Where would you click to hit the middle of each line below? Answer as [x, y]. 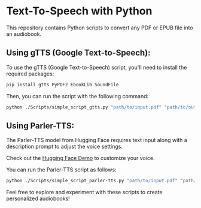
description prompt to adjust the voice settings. [65, 147]
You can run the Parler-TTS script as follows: [61, 170]
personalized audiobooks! [38, 198]
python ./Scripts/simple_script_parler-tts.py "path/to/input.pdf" [92, 181]
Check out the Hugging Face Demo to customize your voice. [80, 158]
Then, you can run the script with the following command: [77, 96]
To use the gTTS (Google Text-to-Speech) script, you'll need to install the [97, 67]
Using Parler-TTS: [40, 126]
